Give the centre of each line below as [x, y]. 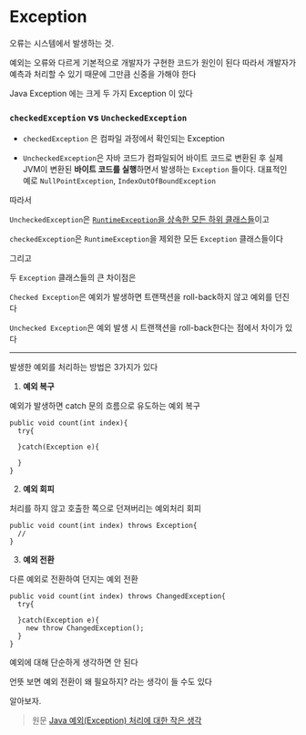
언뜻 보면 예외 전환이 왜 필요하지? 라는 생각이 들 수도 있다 [111, 682]
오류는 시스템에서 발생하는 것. [62, 43]
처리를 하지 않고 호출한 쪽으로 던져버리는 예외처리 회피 [106, 509]
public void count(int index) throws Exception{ [103, 526]
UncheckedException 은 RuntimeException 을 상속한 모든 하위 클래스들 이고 [140, 220]
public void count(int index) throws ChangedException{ [117, 596]
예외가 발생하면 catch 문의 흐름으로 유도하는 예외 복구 [105, 406]
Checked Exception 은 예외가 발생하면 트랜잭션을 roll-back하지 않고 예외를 [141, 297]
